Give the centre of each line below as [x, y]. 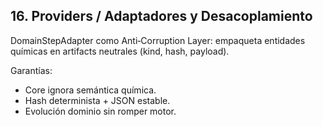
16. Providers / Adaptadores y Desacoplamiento [161, 16]
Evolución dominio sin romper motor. [100, 111]
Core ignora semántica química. [90, 90]
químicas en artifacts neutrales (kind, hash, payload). [120, 51]
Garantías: [31, 70]
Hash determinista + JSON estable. [97, 100]
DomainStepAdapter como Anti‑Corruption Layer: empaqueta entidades [158, 40]
